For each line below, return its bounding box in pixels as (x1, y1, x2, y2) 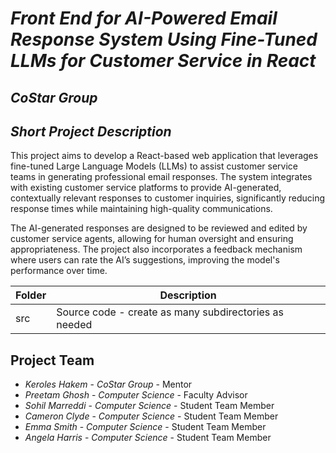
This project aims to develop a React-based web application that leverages (10, 150, 319, 162)
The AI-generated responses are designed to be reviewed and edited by (10, 222, 308, 234)
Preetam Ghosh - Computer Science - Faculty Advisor (24, 389, 248, 401)
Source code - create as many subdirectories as (56, 305, 285, 319)
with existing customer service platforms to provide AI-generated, (10, 182, 282, 194)
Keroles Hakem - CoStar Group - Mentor (24, 378, 193, 391)
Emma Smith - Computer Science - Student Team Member (24, 421, 267, 433)
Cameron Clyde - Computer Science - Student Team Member (24, 410, 279, 422)
